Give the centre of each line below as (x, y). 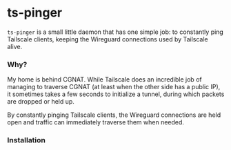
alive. (15, 46)
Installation (27, 140)
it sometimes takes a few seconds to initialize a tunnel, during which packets (116, 94)
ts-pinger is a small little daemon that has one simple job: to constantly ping (115, 32)
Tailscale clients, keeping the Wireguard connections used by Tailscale (108, 39)
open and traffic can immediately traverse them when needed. (96, 122)
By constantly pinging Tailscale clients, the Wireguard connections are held (114, 115)
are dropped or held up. (41, 102)
